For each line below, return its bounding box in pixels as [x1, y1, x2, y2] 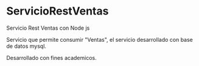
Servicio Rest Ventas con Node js [6, 24, 90, 31]
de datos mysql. [6, 42, 47, 50]
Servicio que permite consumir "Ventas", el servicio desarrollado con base [6, 36, 194, 43]
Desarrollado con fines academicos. [6, 54, 97, 61]
